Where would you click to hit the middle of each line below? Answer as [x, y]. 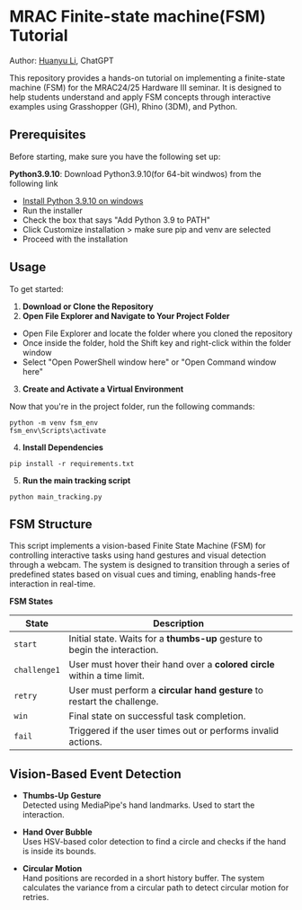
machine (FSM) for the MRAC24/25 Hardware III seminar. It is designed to [146, 87]
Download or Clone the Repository [88, 306]
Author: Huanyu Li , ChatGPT [62, 60]
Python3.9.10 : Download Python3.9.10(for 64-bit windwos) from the [136, 173]
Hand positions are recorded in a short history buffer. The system [143, 879]
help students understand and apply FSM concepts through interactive [140, 97]
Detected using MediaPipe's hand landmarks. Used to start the [138, 805]
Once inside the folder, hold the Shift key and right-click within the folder [157, 342]
